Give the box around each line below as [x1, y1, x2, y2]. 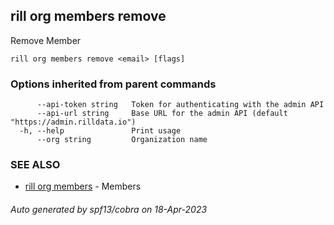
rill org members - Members [24, 180, 142, 193]
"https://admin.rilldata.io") [10, 117, 137, 128]
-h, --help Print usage [19, 126, 182, 136]
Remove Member [10, 34, 82, 46]
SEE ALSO [10, 158, 61, 172]
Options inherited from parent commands [10, 77, 217, 91]
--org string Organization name [36, 135, 208, 145]
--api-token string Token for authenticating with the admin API [36, 100, 325, 110]
